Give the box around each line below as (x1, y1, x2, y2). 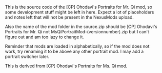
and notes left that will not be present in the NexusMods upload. (5, 15, 134, 20)
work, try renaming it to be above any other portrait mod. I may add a (5, 48, 144, 54)
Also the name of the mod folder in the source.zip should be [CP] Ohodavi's (5, 24, 158, 29)
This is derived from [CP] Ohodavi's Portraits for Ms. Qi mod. (5, 63, 128, 69)
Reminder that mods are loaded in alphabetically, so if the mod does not (5, 44, 150, 49)
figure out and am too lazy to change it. (5, 34, 84, 40)
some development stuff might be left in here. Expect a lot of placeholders (5, 9, 154, 15)
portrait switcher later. (5, 54, 50, 59)
